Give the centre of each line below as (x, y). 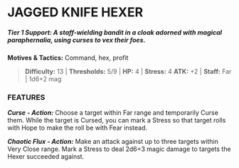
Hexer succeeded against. (46, 157)
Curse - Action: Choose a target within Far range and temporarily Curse (113, 113)
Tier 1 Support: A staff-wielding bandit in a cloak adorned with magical (115, 32)
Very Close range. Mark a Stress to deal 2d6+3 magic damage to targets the (119, 149)
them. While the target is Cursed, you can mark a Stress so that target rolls (117, 121)
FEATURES (26, 98)
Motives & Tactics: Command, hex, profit (68, 58)
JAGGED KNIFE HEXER (75, 12)
